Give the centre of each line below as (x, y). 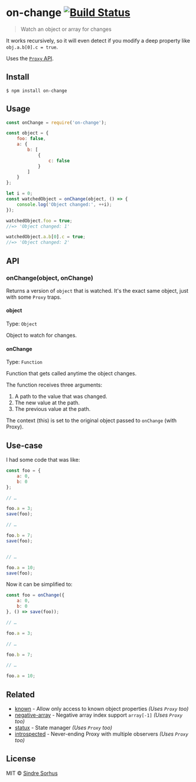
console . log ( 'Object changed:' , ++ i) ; (64, 205)
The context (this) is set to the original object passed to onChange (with (92, 420)
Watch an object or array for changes (66, 29)
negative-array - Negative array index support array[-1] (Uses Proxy (99, 715)
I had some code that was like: (43, 460)
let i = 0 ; (19, 194)
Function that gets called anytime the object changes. (71, 374)
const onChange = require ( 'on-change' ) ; (57, 122)
